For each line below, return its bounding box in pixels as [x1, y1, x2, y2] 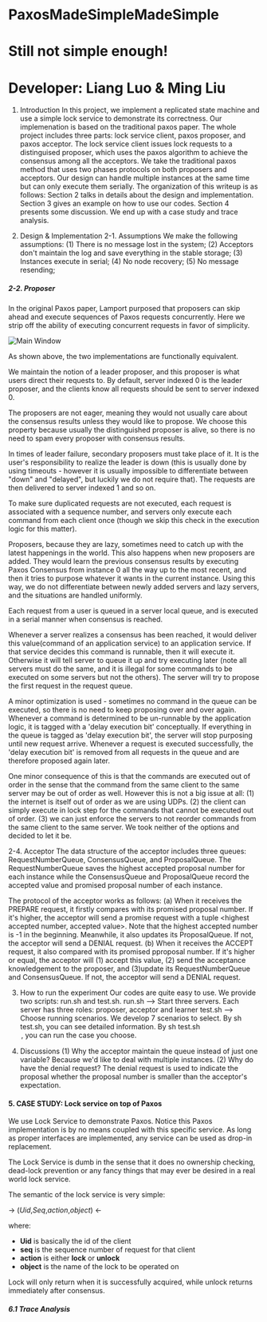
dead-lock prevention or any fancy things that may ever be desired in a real [8, 1166, 256, 1176]
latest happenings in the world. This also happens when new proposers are [8, 548, 255, 557]
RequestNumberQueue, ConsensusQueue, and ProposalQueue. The [8, 855, 232, 865]
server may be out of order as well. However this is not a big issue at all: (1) [8, 789, 255, 798]
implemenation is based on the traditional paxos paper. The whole [19, 122, 237, 132]
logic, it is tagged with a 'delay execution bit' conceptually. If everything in [8, 722, 252, 732]
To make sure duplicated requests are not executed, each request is [8, 498, 232, 509]
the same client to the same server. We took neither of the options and [8, 822, 240, 833]
